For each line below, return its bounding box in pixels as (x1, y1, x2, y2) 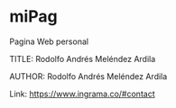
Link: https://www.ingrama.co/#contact (9, 88, 155, 99)
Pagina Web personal (9, 36, 88, 47)
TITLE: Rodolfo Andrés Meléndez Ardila (9, 53, 156, 64)
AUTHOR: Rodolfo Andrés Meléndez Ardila (9, 70, 168, 82)
